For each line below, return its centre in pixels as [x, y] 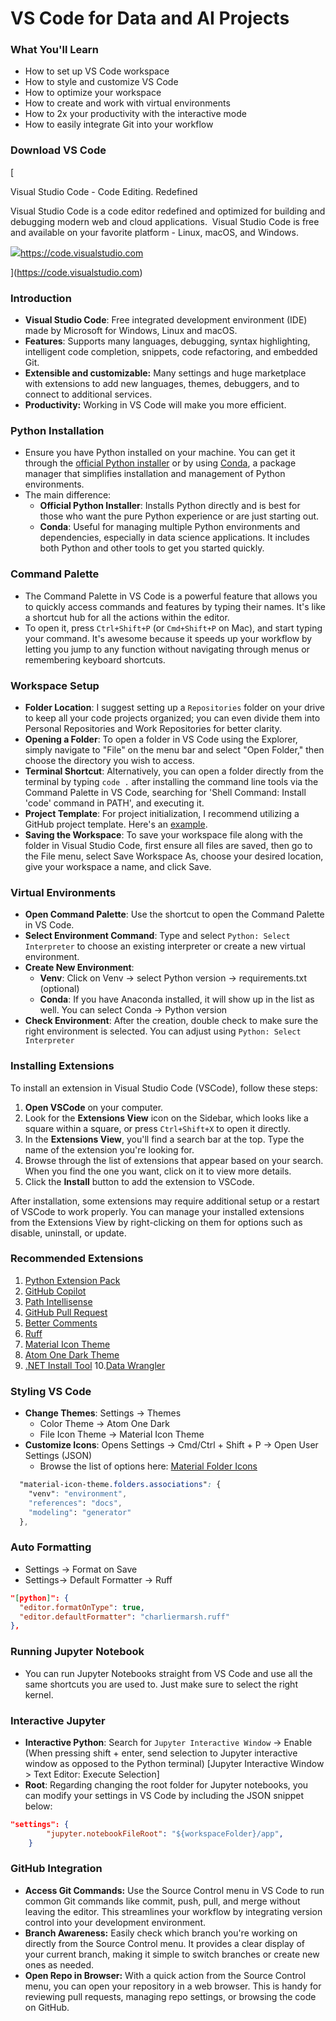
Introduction [41, 298]
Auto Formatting [51, 1547]
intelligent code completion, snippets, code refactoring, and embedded [171, 352]
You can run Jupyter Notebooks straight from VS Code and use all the [168, 1673]
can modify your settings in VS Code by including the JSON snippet [164, 1795]
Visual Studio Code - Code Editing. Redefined [104, 191]
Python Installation [57, 430]
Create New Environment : [79, 968]
